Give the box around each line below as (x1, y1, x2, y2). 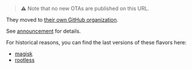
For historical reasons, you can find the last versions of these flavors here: (6, 39, 187, 46)
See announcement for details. (6, 27, 81, 34)
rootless (14, 57, 35, 63)
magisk (14, 50, 32, 57)
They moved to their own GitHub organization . (6, 16, 119, 23)
